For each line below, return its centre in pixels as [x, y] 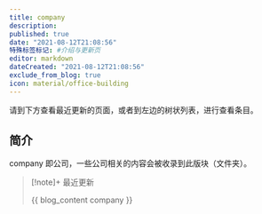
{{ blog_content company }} [82, 200]
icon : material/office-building [69, 83]
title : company [37, 17]
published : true [39, 34]
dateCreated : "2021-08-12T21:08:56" [77, 67]
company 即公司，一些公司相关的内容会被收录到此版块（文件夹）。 [131, 163]
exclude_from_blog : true [55, 75]
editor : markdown [41, 59]
